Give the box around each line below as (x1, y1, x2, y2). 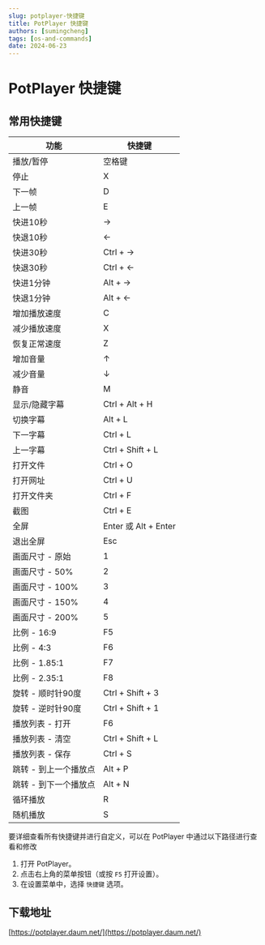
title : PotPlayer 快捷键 (8, 19, 89, 28)
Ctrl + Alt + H (102, 399, 153, 410)
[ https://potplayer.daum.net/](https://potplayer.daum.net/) (8, 927, 202, 937)
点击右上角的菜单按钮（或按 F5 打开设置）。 (19, 869, 164, 879)
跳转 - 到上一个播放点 (12, 763, 96, 775)
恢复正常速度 (12, 338, 62, 349)
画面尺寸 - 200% (12, 612, 79, 623)
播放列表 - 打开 (12, 718, 71, 729)
